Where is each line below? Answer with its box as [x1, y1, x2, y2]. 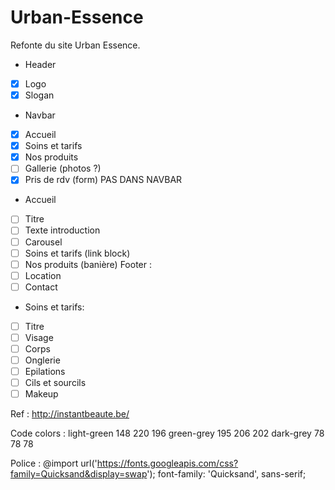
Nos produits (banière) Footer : [24, 258, 153, 270]
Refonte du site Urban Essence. [10, 39, 141, 51]
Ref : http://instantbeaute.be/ [10, 408, 130, 420]
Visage [24, 331, 54, 343]
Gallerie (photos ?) [24, 162, 102, 175]
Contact [24, 281, 58, 293]
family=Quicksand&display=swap [10, 468, 148, 480]
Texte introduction [24, 224, 101, 236]
